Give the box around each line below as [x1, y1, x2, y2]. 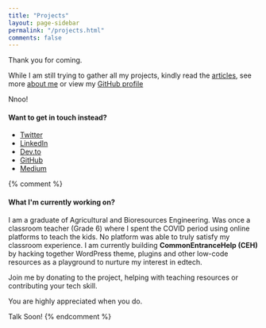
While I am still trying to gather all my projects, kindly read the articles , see [8, 71, 252, 80]
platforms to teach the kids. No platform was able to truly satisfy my [8, 231, 230, 242]
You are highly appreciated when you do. [8, 296, 143, 306]
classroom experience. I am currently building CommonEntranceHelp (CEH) [8, 240, 258, 250]
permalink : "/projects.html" [8, 26, 105, 34]
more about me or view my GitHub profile [8, 79, 144, 89]
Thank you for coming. [8, 55, 83, 65]
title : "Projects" [8, 11, 69, 20]
